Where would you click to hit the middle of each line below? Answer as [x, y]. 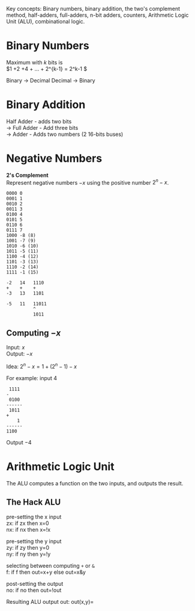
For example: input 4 [32, 378]
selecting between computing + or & [50, 565]
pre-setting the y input [34, 541]
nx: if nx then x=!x [28, 529]
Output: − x [19, 354]
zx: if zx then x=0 [28, 523]
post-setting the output [35, 583]
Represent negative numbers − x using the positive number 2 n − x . [88, 182]
